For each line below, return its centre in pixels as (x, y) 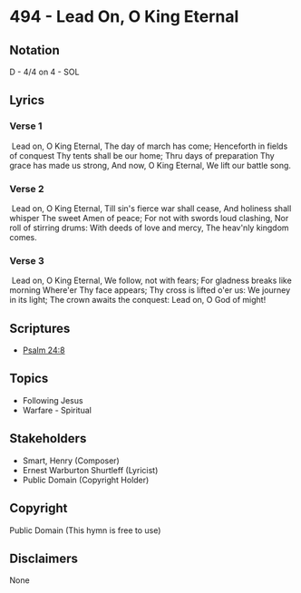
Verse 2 (27, 189)
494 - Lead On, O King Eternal (124, 17)
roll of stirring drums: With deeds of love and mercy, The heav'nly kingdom (149, 228)
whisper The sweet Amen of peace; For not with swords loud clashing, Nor (149, 218)
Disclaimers (44, 558)
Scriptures (40, 328)
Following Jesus (53, 400)
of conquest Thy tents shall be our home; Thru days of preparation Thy (142, 155)
